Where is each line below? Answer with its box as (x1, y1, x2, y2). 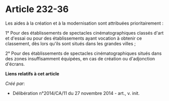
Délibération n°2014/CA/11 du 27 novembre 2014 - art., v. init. (12, 90, 140, 96)
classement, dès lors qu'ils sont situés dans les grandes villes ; (5, 40, 136, 46)
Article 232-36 (5, 4, 69, 15)
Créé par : (5, 80, 25, 86)
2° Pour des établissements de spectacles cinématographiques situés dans (5, 50, 162, 56)
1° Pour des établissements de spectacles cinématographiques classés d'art (5, 30, 164, 36)
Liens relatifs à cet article (5, 70, 60, 76)
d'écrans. (5, 61, 25, 67)
